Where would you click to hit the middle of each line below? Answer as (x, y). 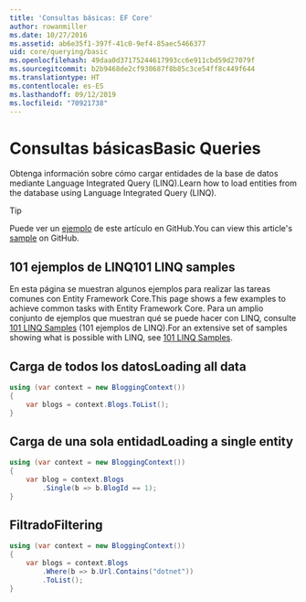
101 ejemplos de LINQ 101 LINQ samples (122, 267)
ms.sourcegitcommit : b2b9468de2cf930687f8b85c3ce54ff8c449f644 (132, 70)
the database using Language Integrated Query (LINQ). (113, 193)
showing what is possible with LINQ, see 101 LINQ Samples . (121, 338)
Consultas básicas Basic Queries (136, 148)
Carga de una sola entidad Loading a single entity (152, 441)
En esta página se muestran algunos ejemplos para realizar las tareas (140, 289)
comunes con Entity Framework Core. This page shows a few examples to (148, 299)
